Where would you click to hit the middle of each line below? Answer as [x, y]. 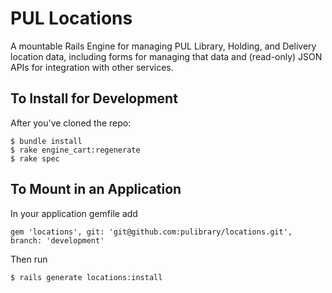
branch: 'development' [57, 240]
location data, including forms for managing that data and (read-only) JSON [166, 56]
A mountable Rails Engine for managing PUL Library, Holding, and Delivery [163, 46]
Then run [29, 259]
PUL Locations [71, 18]
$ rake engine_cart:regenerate [75, 150]
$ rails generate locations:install [86, 277]
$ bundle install [46, 141]
